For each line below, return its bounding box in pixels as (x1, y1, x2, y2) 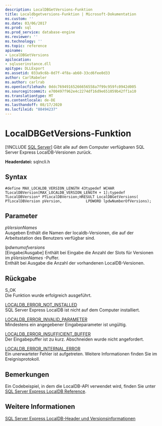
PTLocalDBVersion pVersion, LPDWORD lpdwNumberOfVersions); (5, 199, 152, 203)
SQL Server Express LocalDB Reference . (5, 388, 87, 394)
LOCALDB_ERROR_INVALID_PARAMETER (5, 317, 88, 323)
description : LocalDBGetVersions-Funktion (5, 7, 93, 12)
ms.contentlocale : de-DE (5, 98, 56, 103)
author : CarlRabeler (5, 75, 47, 80)
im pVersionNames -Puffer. (5, 255, 60, 261)
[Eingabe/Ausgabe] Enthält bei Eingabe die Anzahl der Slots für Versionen (5, 250, 154, 256)
